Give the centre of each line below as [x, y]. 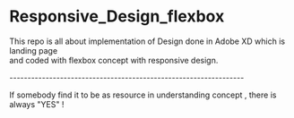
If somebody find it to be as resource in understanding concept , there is [143, 95]
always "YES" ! [37, 104]
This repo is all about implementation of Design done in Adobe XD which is [147, 41]
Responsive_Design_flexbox [117, 17]
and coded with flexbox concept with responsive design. [114, 60]
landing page [34, 50]
